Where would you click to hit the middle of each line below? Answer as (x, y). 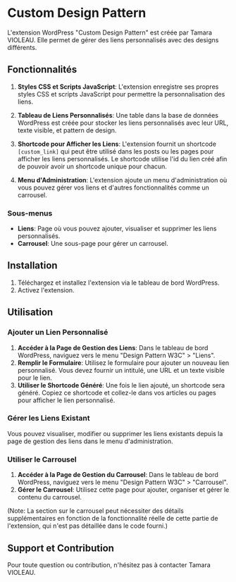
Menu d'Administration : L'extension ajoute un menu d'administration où (122, 180)
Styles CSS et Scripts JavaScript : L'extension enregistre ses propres (118, 87)
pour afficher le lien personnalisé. (66, 400)
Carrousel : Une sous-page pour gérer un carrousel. (93, 244)
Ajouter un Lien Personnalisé (58, 333)
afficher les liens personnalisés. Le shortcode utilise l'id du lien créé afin (122, 159)
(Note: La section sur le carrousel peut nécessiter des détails (96, 511)
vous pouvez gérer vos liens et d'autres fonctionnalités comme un (113, 187)
